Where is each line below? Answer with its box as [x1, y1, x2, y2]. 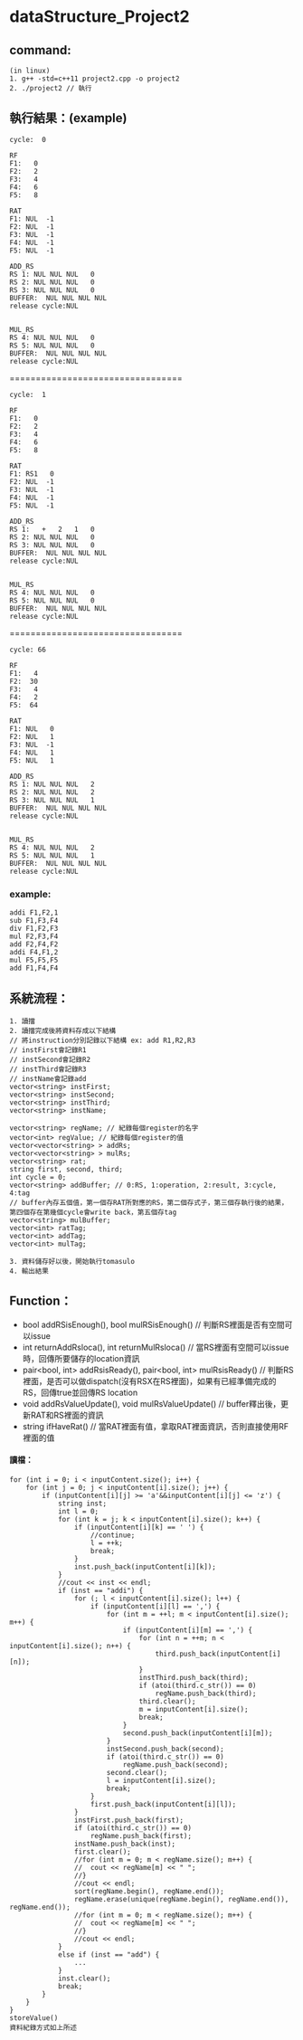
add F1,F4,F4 [9, 963, 59, 973]
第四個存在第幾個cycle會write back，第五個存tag [9, 1208, 177, 1217]
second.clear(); [106, 1768, 168, 1777]
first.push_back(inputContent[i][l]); [90, 1799, 237, 1808]
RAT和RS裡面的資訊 [30, 1409, 104, 1420]
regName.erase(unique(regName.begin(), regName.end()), [73, 1894, 289, 1903]
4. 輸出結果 [9, 1267, 50, 1276]
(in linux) [9, 66, 51, 75]
